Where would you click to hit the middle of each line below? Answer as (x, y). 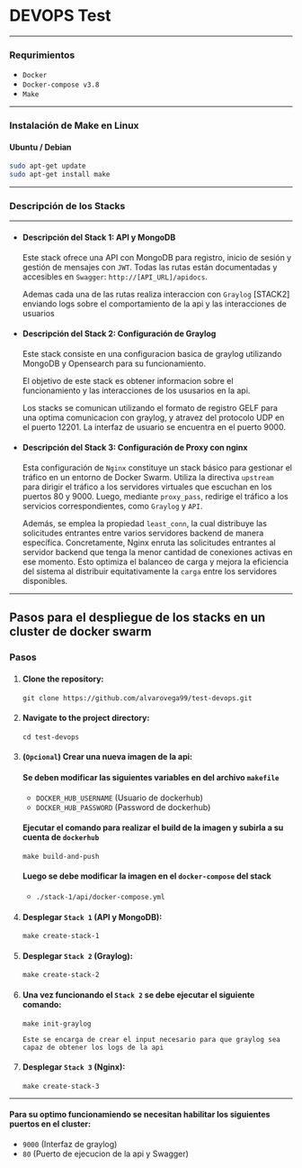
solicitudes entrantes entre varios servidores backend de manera (143, 534)
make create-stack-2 (61, 975)
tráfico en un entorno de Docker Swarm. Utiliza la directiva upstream (148, 478)
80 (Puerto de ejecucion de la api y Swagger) (105, 1154)
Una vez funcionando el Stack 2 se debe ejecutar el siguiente (138, 995)
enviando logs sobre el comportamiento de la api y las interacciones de (155, 304)
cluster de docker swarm (80, 632)
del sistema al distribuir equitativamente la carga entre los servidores (149, 571)
